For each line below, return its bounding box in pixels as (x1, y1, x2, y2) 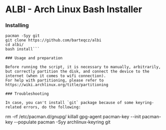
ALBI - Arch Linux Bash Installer (5, 4, 143, 15)
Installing (5, 22, 29, 29)
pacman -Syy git (5, 33, 40, 39)
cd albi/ (5, 42, 24, 47)
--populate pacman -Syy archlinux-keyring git (14, 119, 111, 125)
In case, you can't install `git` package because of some (5, 100, 134, 106)
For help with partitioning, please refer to (5, 78, 104, 83)
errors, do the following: (23, 105, 81, 110)
